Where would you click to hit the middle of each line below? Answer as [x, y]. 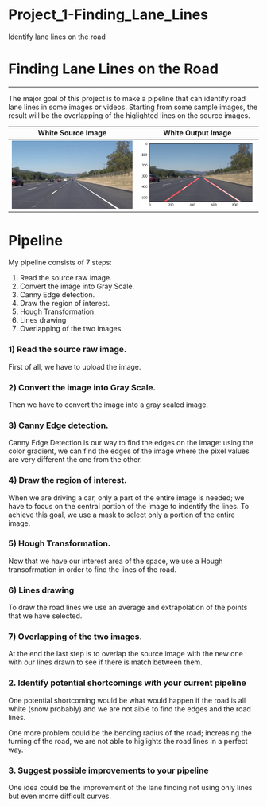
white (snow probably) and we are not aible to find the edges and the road [130, 709]
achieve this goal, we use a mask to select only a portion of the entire [122, 515]
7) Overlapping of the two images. [75, 637]
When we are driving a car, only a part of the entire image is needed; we [126, 498]
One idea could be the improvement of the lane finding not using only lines [130, 788]
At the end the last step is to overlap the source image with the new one [126, 654]
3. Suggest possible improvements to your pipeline [108, 770]
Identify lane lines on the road [57, 37]
